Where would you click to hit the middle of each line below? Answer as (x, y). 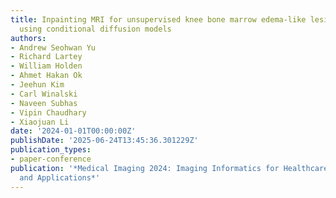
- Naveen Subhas (44, 103)
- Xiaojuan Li (40, 122)
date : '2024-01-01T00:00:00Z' (73, 131)
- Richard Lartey (46, 57)
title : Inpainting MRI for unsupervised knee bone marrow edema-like (158, 19)
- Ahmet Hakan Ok (46, 76)
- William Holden (46, 66)
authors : (28, 38)
